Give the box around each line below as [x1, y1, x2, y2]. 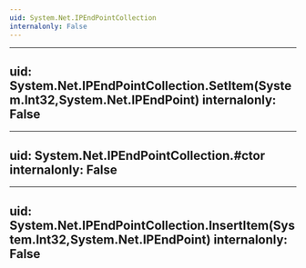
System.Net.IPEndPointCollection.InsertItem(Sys [9, 217, 296, 233]
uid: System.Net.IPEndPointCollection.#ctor [9, 147, 266, 164]
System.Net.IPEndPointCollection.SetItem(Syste [9, 78, 292, 94]
